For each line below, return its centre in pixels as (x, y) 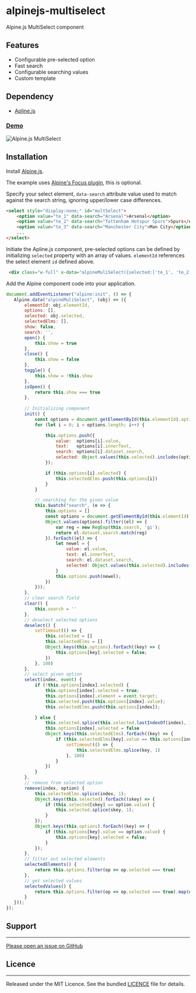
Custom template (35, 78)
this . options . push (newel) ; (88, 576)
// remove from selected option (64, 783)
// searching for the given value (76, 500)
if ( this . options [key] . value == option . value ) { (105, 832)
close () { (36, 354)
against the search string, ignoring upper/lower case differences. (84, 200)
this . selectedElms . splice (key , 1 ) (118, 750)
